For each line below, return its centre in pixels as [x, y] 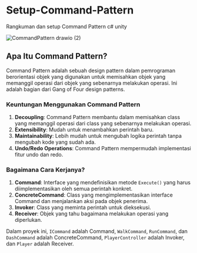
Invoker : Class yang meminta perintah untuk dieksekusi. [83, 208]
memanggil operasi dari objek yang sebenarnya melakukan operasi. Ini [92, 83]
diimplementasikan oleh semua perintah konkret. [74, 189]
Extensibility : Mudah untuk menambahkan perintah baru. [84, 130]
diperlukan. [28, 220]
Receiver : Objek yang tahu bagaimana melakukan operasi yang [91, 214]
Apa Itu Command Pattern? [57, 56]
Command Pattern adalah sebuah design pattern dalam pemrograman [91, 70]
